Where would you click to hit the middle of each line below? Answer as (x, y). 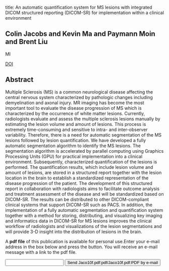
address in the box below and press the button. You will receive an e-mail (81, 247)
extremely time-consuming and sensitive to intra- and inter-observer (76, 129)
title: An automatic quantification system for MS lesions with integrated (79, 7)
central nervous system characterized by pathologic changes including (79, 97)
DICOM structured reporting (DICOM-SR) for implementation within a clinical (84, 13)
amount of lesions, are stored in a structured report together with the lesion (83, 172)
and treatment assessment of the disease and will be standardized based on (84, 194)
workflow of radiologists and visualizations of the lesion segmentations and (83, 226)
